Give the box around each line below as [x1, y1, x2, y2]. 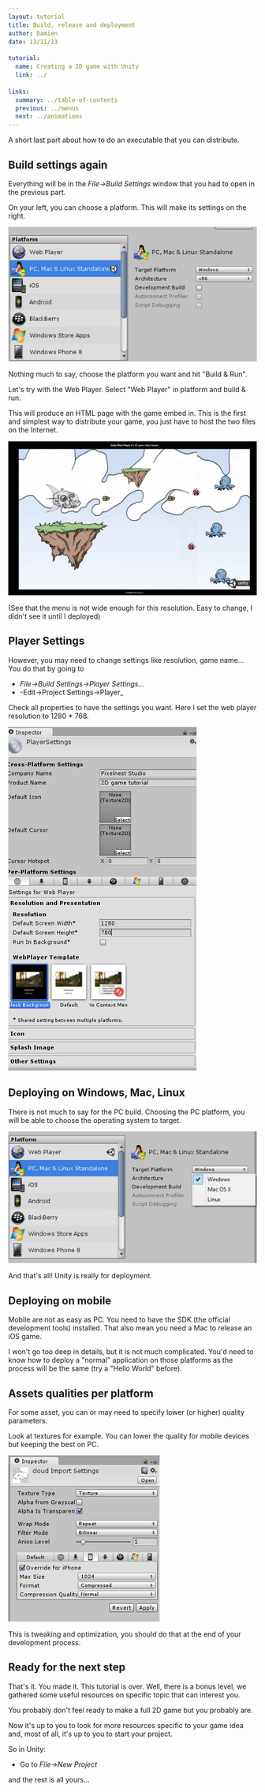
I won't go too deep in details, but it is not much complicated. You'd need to [8, 1347, 254, 1356]
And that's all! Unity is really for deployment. [8, 1271, 152, 1281]
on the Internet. [8, 425, 58, 434]
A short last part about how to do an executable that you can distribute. [8, 135, 240, 145]
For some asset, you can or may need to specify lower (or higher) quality [8, 1408, 244, 1416]
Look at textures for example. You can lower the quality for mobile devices [8, 1431, 250, 1440]
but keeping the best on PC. [8, 1440, 99, 1449]
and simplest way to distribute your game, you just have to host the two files [8, 417, 256, 426]
